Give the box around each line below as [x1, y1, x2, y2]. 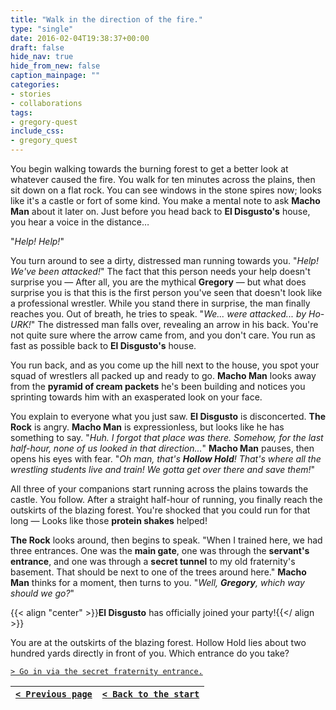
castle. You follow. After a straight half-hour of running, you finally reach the [10, 494, 323, 505]
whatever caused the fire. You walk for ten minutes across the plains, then [10, 174, 316, 185]
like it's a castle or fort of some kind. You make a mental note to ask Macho [10, 195, 321, 206]
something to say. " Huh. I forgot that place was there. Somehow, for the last [10, 432, 324, 443]
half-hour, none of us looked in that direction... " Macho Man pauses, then [10, 442, 315, 454]
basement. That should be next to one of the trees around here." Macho [10, 566, 307, 578]
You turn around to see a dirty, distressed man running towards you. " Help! [10, 255, 319, 266]
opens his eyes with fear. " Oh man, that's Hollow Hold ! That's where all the [10, 453, 322, 465]
